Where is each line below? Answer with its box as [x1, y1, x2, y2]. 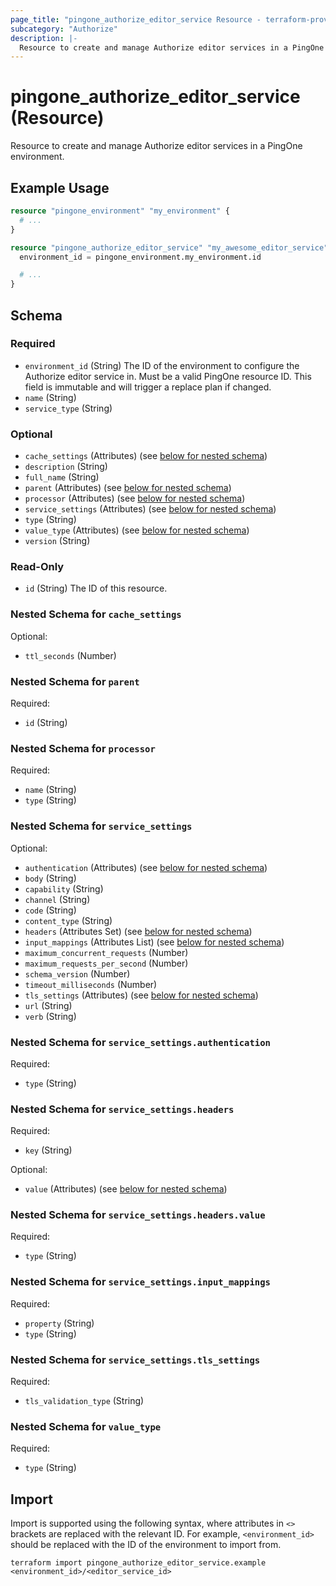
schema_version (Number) [24, 967, 131, 980]
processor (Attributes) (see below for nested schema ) [24, 492, 246, 505]
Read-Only [10, 560, 65, 574]
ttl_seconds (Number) [24, 649, 117, 661]
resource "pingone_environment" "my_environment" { [10, 206, 230, 216]
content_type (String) [24, 914, 113, 926]
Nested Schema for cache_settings [10, 607, 182, 621]
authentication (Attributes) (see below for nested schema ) [24, 861, 268, 873]
